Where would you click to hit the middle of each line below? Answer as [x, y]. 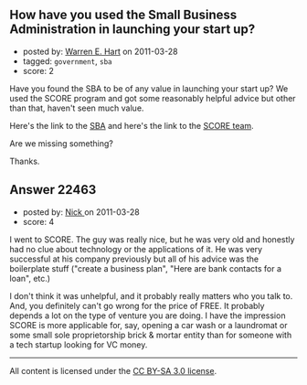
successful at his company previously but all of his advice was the [134, 259]
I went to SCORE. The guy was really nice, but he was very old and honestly [152, 239]
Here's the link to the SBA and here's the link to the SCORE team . [132, 125]
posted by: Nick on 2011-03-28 [81, 212]
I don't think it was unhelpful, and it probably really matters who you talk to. [151, 295]
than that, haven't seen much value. [77, 108]
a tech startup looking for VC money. [79, 344]
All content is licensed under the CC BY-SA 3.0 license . [113, 370]
